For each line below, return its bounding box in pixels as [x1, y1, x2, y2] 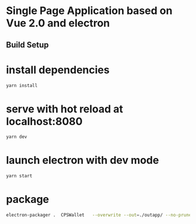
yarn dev [6, 134, 27, 140]
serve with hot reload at [6, 102, 124, 115]
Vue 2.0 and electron [6, 16, 110, 30]
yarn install [6, 82, 38, 88]
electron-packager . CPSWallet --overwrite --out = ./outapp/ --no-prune [6, 212, 192, 218]
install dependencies [6, 63, 110, 77]
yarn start [6, 173, 33, 179]
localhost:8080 [6, 115, 83, 128]
